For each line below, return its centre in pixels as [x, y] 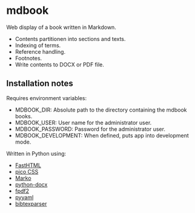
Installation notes [40, 84]
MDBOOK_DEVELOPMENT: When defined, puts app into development [102, 135]
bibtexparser [31, 203]
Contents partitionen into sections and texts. [70, 39]
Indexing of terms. [38, 45]
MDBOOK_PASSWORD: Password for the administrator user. [90, 129]
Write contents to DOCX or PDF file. [59, 65]
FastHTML [28, 165]
